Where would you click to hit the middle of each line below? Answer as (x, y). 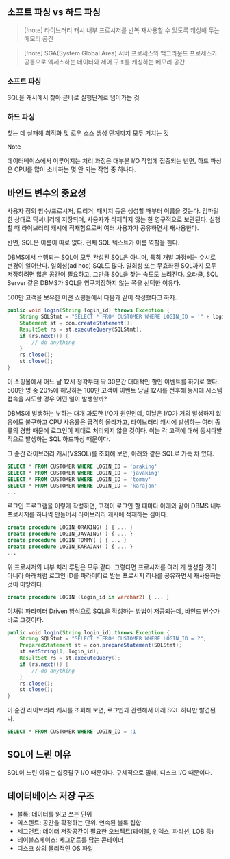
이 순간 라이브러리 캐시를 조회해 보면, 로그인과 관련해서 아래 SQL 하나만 (102, 710)
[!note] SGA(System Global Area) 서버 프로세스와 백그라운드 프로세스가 (120, 53)
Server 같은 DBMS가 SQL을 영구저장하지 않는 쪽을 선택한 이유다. (94, 283)
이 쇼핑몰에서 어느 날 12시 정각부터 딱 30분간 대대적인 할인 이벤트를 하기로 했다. (113, 382)
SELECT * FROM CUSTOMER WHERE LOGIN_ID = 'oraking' (82, 466)
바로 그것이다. (26, 619)
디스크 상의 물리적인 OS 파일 (55, 848)
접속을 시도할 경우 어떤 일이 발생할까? (57, 399)
